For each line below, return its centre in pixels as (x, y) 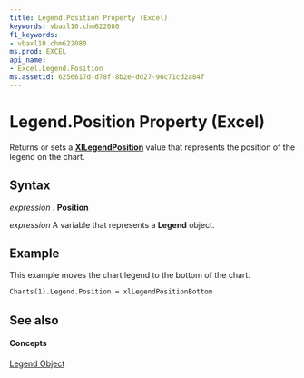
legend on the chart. (47, 156)
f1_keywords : (34, 35)
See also (34, 320)
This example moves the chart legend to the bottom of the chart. (130, 275)
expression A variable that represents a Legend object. (112, 224)
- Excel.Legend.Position (56, 69)
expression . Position (49, 207)
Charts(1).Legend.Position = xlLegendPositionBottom (111, 292)
